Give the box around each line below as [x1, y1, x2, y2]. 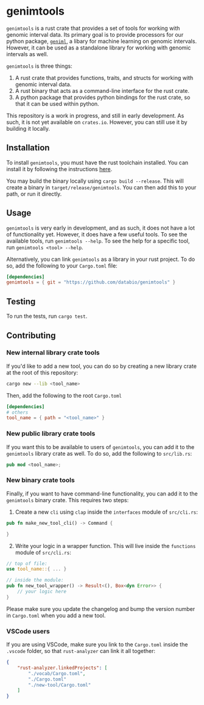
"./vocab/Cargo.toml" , [28, 670, 86, 676]
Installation [6, 142, 50, 153]
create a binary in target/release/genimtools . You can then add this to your [6, 183, 197, 191]
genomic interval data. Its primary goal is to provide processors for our [6, 31, 184, 38]
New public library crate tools [6, 429, 96, 438]
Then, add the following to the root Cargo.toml [6, 392, 122, 399]
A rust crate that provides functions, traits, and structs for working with [15, 74, 194, 81]
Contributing [6, 330, 56, 340]
